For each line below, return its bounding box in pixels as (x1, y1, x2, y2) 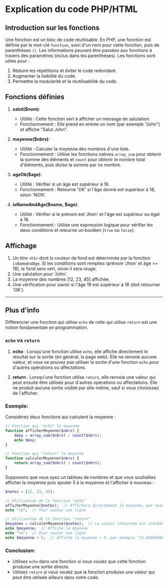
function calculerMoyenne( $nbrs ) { (5, 456, 79, 461)
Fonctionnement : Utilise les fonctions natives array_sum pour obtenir (19, 151, 161, 157)
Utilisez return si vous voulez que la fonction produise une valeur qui (12, 569, 155, 575)
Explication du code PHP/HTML (5, 4, 138, 15)
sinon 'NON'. (19, 192, 46, 198)
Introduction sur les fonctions (5, 24, 100, 32)
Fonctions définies (5, 93, 65, 101)
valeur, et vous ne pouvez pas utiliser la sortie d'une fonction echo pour (12, 359, 159, 365)
